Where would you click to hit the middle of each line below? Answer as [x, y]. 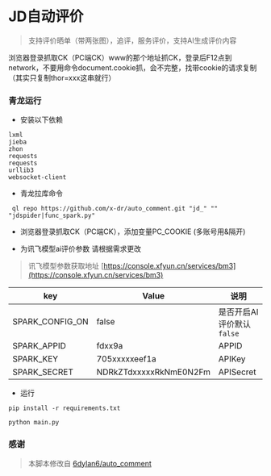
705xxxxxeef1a [127, 359]
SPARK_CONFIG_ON [50, 322]
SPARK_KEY [35, 359]
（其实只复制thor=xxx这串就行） [62, 77]
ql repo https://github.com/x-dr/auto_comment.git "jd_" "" [115, 209]
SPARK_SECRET [43, 372]
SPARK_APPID [40, 346]
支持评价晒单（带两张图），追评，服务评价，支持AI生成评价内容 [132, 40]
